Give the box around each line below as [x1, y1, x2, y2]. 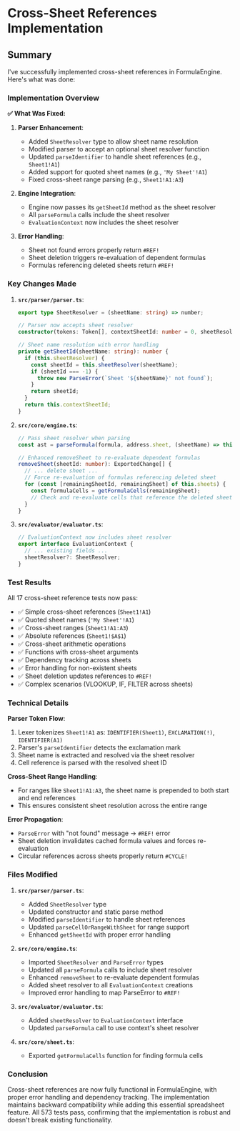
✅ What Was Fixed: [7, 109, 66, 118]
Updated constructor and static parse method [28, 907, 164, 916]
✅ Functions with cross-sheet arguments [17, 648, 139, 657]
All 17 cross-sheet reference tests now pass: [7, 594, 138, 602]
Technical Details [7, 698, 69, 708]
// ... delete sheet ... [24, 467, 99, 474]
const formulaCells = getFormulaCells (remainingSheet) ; [31, 487, 201, 494]
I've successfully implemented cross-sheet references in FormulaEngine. [7, 68, 223, 76]
